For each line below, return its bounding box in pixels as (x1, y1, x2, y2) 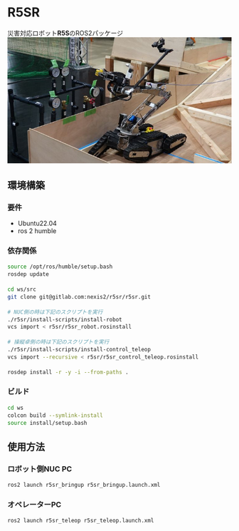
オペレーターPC (7, 500, 62, 510)
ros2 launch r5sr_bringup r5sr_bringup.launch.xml (7, 482, 161, 489)
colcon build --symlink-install (7, 411, 103, 419)
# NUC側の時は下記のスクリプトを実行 (7, 308, 103, 316)
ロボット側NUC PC (7, 464, 73, 474)
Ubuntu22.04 (17, 219, 57, 228)
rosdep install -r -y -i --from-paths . (7, 368, 129, 376)
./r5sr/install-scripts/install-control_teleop (7, 346, 152, 354)
